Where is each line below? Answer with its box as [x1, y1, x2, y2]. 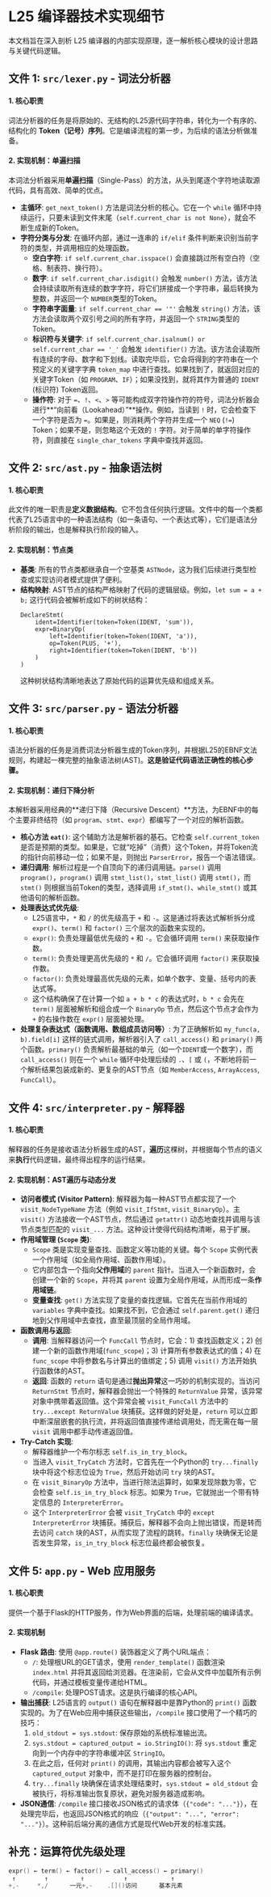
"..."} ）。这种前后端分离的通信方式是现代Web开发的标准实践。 [19, 1819, 231, 1828]
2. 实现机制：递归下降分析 [8, 785, 95, 795]
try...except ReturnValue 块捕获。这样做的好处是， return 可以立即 [31, 1407, 258, 1416]
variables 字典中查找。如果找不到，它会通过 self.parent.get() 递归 [31, 1306, 260, 1315]
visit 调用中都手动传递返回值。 [31, 1427, 138, 1437]
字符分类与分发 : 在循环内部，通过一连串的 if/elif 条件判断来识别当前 [19, 232, 252, 243]
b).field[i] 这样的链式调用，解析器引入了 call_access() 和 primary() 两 [19, 1035, 263, 1044]
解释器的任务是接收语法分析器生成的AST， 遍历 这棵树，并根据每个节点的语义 [8, 1144, 263, 1154]
